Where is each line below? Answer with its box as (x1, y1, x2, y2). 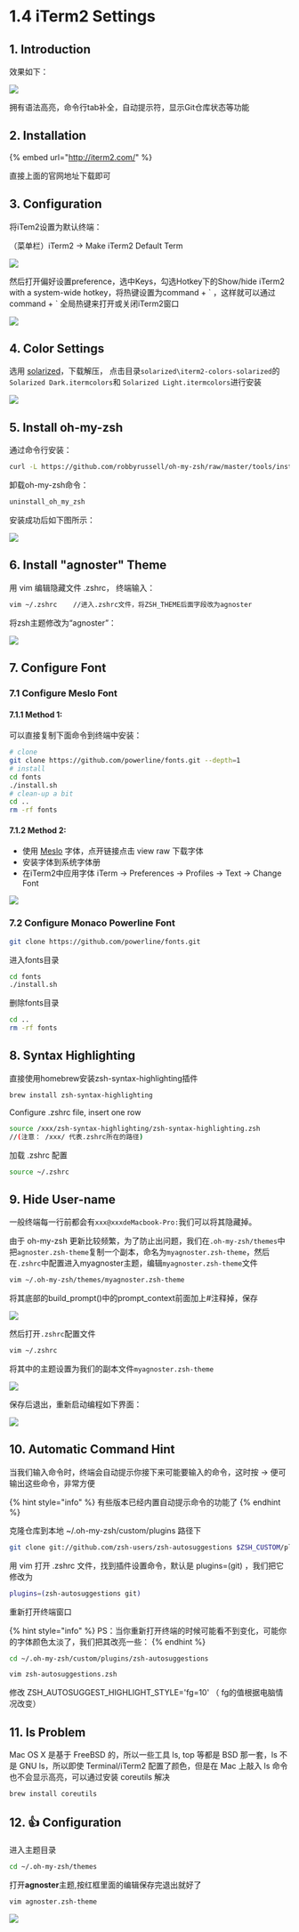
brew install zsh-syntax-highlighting (9, 1090, 153, 1100)
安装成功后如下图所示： (9, 514, 95, 525)
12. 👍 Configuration (9, 1815, 122, 1831)
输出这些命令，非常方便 (9, 1477, 95, 1488)
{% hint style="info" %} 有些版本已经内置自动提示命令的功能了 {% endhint (9, 1497, 281, 1508)
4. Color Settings (9, 341, 105, 357)
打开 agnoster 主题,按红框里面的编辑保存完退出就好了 (9, 1879, 202, 1890)
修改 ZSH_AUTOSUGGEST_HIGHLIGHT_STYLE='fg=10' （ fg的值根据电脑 (9, 1687, 276, 1698)
